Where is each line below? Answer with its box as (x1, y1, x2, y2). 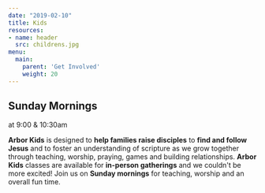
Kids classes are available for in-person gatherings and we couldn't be (8, 161, 242, 170)
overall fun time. (8, 177, 61, 187)
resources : (8, 26, 44, 34)
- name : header (8, 33, 58, 42)
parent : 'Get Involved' (22, 63, 101, 71)
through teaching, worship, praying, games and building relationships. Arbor (8, 152, 257, 161)
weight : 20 (22, 70, 58, 78)
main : (15, 56, 34, 64)
